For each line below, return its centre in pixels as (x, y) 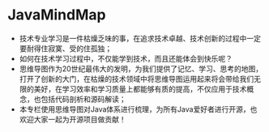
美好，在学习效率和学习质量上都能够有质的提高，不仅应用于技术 (140, 89)
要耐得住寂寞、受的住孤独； (66, 48)
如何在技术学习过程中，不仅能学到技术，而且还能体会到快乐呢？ (126, 58)
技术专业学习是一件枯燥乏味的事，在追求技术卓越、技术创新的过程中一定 (140, 38)
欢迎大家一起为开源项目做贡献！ (73, 119)
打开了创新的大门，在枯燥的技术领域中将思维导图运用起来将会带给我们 (137, 79)
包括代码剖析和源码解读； (83, 99)
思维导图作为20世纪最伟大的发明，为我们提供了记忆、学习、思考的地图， (141, 68)
